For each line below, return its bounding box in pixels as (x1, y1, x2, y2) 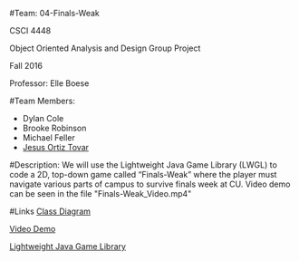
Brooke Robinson (22, 122, 87, 133)
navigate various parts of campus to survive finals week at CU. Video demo (9, 179, 291, 189)
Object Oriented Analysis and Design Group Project (9, 43, 201, 53)
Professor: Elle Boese (9, 78, 90, 89)
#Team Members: (9, 95, 75, 106)
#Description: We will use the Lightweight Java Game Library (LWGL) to (9, 159, 278, 170)
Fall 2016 (9, 61, 43, 71)
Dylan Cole (22, 113, 64, 123)
